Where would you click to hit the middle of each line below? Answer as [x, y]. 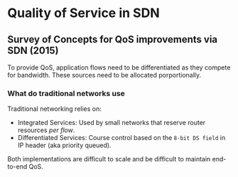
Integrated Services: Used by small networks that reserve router [112, 123]
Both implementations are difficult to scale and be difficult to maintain [109, 159]
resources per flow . [46, 130]
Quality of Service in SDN [83, 13]
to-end [17, 167]
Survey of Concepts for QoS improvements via [113, 39]
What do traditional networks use [66, 93]
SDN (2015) [33, 50]
